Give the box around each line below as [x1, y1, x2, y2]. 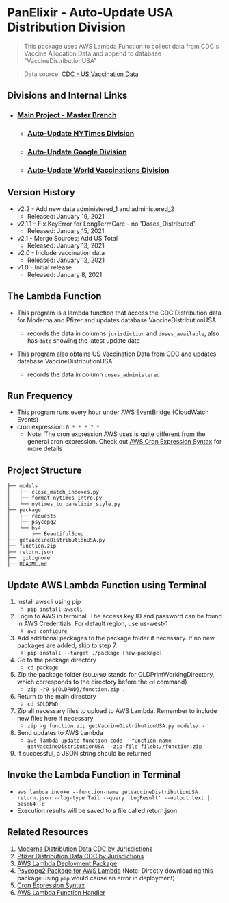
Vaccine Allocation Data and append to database [23, 49, 162, 58]
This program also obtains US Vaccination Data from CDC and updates [16, 350, 217, 358]
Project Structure [7, 464, 82, 476]
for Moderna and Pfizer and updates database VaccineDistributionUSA [16, 315, 217, 324]
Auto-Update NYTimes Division [27, 129, 135, 139]
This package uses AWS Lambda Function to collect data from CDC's [23, 42, 219, 50]
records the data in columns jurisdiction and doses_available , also [27, 329, 220, 337]
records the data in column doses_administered [27, 370, 160, 378]
